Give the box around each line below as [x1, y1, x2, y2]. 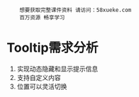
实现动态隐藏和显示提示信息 [16, 64, 99, 73]
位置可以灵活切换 [16, 82, 67, 91]
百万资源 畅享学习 [19, 14, 65, 21]
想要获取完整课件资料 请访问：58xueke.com [19, 6, 132, 13]
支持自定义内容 [16, 73, 61, 81]
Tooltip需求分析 [6, 40, 99, 56]
